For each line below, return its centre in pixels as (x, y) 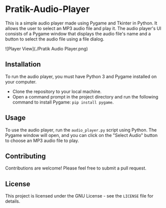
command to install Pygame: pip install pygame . (63, 102)
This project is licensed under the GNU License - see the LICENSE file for (79, 196)
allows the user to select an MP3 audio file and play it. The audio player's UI (83, 28)
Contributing (25, 156)
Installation (23, 64)
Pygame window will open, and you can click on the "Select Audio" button (81, 135)
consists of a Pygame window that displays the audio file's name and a (78, 33)
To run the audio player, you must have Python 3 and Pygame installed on (81, 76)
